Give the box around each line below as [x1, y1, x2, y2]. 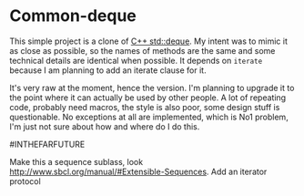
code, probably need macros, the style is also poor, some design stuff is [9, 101, 280, 112]
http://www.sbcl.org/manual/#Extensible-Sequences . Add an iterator [9, 166, 268, 177]
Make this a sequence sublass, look [9, 156, 144, 167]
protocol [9, 175, 41, 187]
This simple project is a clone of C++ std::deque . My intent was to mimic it [9, 36, 289, 46]
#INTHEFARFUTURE [9, 139, 86, 150]
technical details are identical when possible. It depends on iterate [9, 55, 263, 66]
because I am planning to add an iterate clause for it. [9, 65, 207, 76]
